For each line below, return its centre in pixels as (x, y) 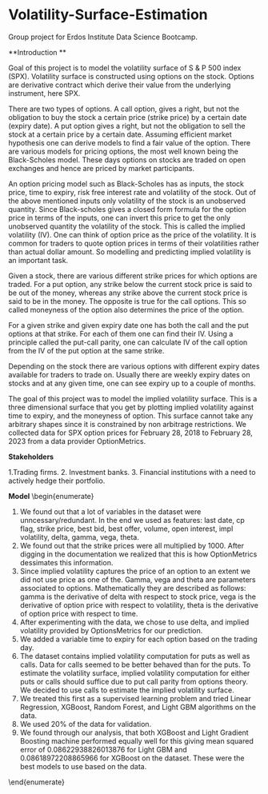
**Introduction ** (37, 52)
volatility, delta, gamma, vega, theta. (80, 537)
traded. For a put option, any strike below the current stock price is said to (130, 284)
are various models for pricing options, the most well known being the (123, 151)
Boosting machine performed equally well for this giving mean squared (136, 740)
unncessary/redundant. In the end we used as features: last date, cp (132, 520)
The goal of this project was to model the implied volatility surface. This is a (133, 398)
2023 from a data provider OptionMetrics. (77, 441)
